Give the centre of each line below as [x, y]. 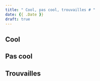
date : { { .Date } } [24, 14]
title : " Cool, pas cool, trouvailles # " [50, 10]
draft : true [18, 19]
